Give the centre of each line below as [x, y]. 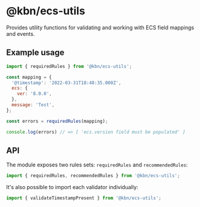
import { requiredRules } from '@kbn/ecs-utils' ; [69, 66]
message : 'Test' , [33, 105]
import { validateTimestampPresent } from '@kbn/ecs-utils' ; [84, 198]
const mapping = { [29, 77]
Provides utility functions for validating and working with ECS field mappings [100, 27]
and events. [21, 33]
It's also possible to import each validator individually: [72, 187]
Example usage [35, 53]
